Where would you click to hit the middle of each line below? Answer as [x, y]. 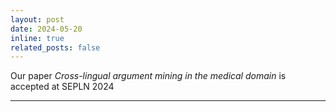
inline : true [37, 38]
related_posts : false [55, 47]
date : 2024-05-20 [46, 29]
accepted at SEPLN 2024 [62, 87]
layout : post [37, 19]
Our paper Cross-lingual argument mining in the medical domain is [148, 76]
